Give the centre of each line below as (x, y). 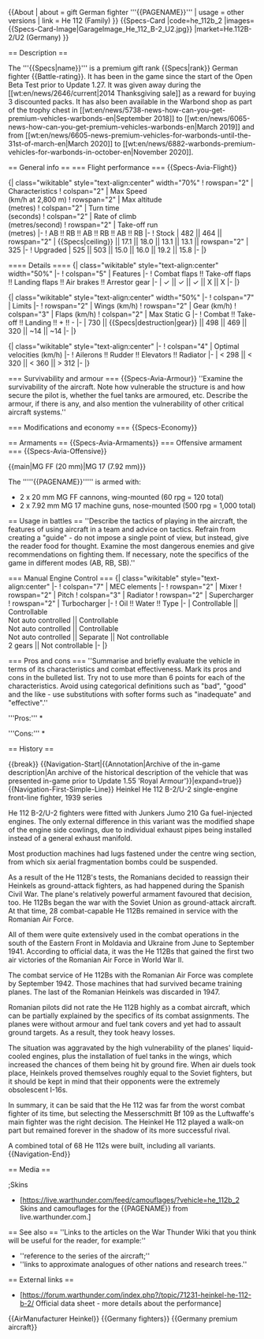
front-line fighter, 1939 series (55, 798)
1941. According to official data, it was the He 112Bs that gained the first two (131, 951)
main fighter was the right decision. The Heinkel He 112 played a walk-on (126, 1122)
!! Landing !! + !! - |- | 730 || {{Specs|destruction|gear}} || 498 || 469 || (133, 323)
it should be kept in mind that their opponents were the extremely (114, 1081)
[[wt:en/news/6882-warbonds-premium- (189, 144)
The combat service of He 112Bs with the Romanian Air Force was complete (131, 975)
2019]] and (237, 127)
